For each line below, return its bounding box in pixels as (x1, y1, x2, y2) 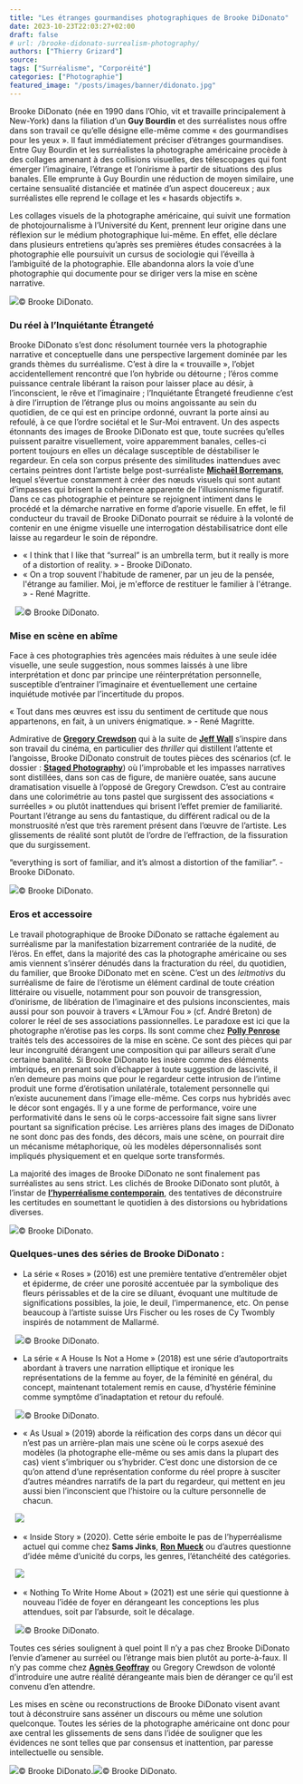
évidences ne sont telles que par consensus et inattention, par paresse (9, 1737, 274, 1748)
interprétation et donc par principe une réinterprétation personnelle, (9, 669, 262, 680)
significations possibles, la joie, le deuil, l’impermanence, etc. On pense (22, 1297, 289, 1308)
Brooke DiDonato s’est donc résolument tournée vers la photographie (9, 339, 268, 350)
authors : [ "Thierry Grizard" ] (9, 47, 124, 56)
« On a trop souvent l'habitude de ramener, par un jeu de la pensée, (22, 569, 275, 580)
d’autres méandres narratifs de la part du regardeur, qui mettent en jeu (22, 1476, 286, 1487)
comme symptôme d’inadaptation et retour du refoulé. (22, 1391, 224, 1402)
